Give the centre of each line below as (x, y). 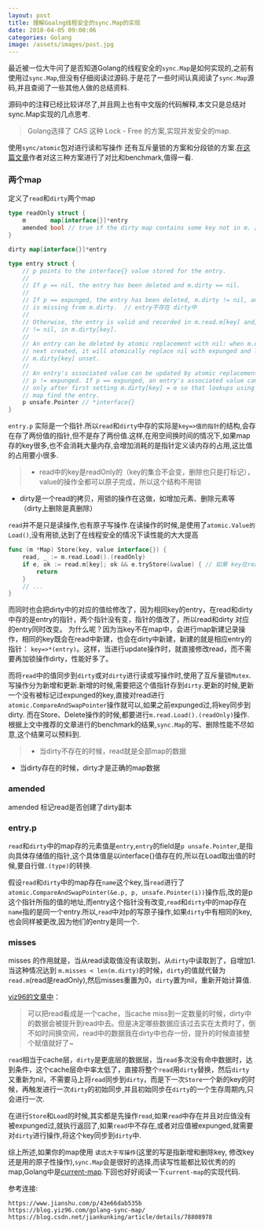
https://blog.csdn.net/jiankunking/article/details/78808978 (110, 1217)
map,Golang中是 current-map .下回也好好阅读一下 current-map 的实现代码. (125, 1172)
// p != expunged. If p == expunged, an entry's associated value (133, 381)
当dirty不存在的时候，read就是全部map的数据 (113, 751)
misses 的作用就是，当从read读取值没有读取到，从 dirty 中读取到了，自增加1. (132, 961)
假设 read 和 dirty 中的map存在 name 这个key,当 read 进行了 (96, 882)
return (47, 572)
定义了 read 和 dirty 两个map (52, 198)
